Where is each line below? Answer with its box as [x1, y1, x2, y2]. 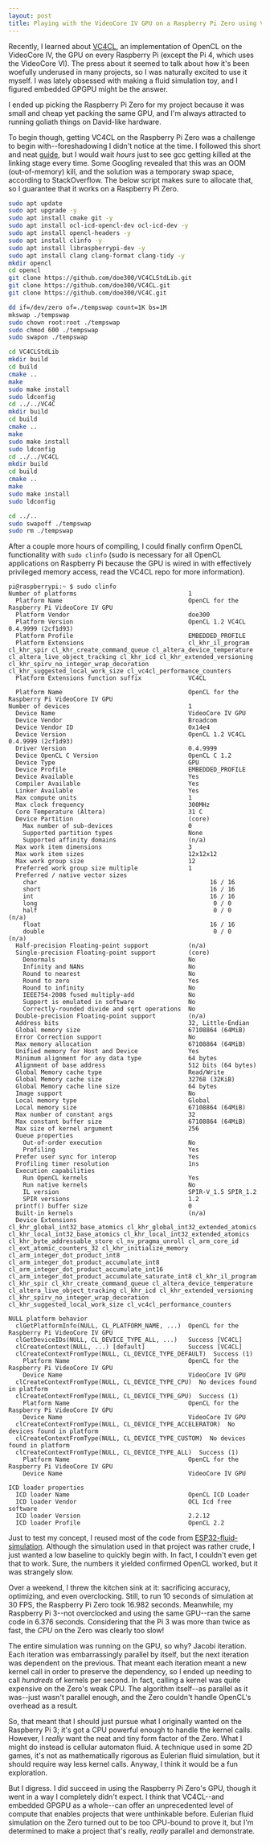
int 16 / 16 [22, 892, 235, 901]
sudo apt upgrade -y [8, 207, 78, 215]
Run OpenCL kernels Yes [22, 1174, 199, 1183]
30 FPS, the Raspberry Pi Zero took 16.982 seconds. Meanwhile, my [8, 1600, 234, 1610]
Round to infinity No [22, 984, 196, 992]
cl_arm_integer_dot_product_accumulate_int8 [8, 1258, 160, 1267]
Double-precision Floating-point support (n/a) [15, 1012, 207, 1020]
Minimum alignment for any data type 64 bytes [15, 1055, 218, 1063]
